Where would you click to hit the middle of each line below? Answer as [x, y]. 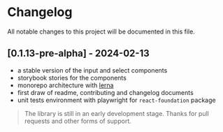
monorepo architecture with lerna [65, 85]
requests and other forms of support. [78, 121]
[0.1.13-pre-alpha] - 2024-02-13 [78, 53]
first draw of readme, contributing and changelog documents [105, 92]
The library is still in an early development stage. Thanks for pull [117, 113]
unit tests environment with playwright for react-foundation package [116, 100]
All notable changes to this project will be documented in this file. [101, 31]
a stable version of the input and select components [92, 70]
